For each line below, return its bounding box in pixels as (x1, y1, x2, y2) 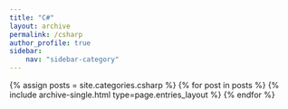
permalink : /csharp (9, 30, 83, 39)
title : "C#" (9, 13, 54, 23)
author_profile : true (9, 38, 91, 48)
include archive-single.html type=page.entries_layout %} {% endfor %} (9, 89, 275, 100)
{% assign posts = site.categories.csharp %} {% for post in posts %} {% (9, 80, 280, 90)
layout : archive (9, 22, 71, 31)
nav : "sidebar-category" (25, 55, 120, 64)
